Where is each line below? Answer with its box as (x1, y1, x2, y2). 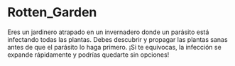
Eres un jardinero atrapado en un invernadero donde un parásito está (7, 28, 209, 36)
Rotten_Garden (7, 4, 97, 21)
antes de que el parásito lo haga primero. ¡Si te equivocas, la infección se (7, 43, 222, 51)
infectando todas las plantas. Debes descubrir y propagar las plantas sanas (7, 35, 229, 43)
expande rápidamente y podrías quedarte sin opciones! (7, 50, 170, 59)
